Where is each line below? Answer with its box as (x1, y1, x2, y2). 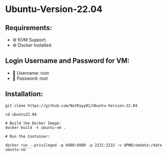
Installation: (5, 90, 43, 98)
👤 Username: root (12, 70, 49, 76)
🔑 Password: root (12, 75, 48, 81)
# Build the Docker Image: (5, 120, 61, 126)
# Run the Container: (5, 134, 50, 139)
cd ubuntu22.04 (5, 112, 37, 117)
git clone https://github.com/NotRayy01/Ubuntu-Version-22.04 (5, 103, 137, 108)
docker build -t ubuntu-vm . (5, 125, 66, 130)
